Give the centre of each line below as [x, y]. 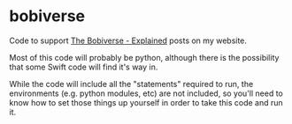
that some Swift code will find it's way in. [84, 67]
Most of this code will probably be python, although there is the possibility [144, 57]
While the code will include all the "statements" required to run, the [131, 84]
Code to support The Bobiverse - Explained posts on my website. [128, 40]
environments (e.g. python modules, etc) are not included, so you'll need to [146, 93]
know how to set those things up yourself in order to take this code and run [146, 102]
